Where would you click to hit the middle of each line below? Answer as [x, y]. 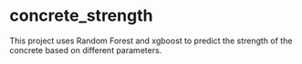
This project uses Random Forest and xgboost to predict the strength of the [151, 41]
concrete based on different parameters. [86, 50]
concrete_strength [81, 16]
